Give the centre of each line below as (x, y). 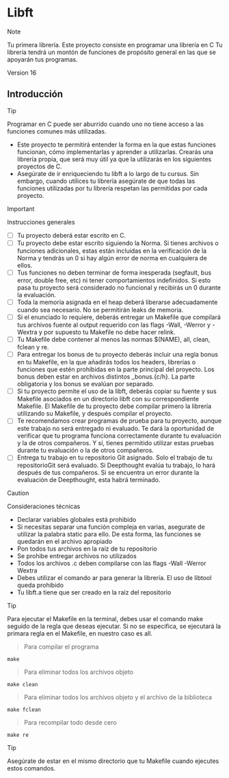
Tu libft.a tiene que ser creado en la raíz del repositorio (94, 592)
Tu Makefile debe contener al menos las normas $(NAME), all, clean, (113, 340)
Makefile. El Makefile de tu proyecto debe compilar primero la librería (114, 406)
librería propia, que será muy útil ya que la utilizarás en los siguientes (114, 159)
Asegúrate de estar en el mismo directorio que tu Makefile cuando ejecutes (113, 761)
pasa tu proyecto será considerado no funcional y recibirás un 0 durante (119, 287)
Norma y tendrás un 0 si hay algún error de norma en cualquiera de (112, 258)
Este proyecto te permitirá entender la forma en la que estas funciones (117, 145)
